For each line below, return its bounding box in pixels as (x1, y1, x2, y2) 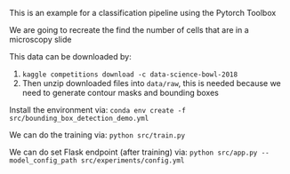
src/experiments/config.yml (80, 156, 185, 165)
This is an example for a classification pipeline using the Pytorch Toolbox (9, 8, 277, 18)
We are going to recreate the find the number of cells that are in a (9, 25, 249, 35)
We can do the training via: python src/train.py (9, 130, 185, 140)
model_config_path (9, 156, 77, 165)
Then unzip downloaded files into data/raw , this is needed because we (21, 78, 282, 88)
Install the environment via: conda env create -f (9, 105, 187, 115)
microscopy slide (9, 35, 72, 44)
